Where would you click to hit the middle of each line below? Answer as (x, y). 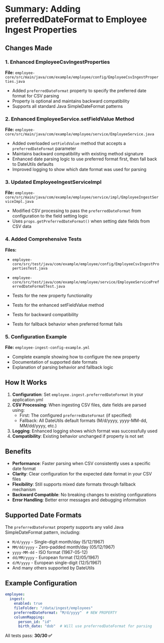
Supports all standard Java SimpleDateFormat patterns (68, 106)
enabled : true (28, 604)
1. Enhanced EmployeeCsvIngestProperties (58, 62)
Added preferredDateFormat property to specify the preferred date (79, 90)
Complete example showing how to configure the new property (76, 357)
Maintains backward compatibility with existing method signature (78, 154)
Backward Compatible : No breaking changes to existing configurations (84, 495)
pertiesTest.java (30, 268)
